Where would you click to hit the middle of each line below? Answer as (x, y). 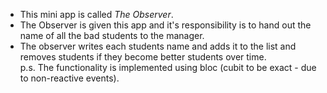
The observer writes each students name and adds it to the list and (158, 46)
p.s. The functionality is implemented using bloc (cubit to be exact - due (168, 67)
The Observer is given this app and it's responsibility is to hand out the (165, 25)
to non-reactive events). (69, 78)
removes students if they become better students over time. (143, 57)
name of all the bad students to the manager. (112, 35)
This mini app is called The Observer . (96, 14)
